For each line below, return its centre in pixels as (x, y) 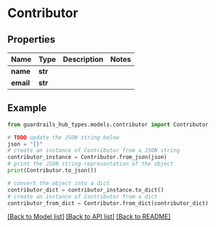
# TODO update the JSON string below (63, 137)
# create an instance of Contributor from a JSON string (94, 151)
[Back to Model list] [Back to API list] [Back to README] (89, 217)
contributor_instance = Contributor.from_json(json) (87, 157)
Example (27, 108)
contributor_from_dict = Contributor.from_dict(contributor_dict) (108, 203)
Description (83, 59)
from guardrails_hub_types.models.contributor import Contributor (108, 125)
